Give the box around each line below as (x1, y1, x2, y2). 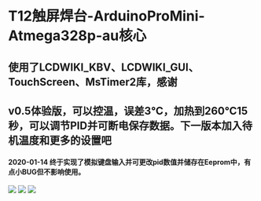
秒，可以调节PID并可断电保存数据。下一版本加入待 (8, 119, 253, 132)
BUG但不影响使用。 (21, 166, 86, 177)
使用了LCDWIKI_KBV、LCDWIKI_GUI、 (8, 60, 199, 74)
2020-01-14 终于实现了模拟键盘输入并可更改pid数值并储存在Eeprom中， (8, 157, 244, 166)
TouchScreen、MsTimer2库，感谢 (8, 75, 178, 89)
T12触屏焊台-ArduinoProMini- (8, 7, 206, 25)
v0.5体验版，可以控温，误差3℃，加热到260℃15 (8, 104, 248, 118)
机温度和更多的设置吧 (8, 133, 112, 147)
